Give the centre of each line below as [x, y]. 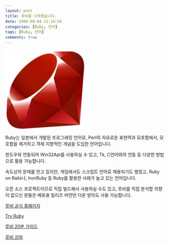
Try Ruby [15, 216]
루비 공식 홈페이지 [23, 206]
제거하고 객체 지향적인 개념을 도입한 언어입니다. [65, 144]
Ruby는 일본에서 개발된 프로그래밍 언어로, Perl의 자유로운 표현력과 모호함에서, [82, 137]
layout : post [19, 11]
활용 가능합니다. [30, 161]
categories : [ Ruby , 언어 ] [32, 27]
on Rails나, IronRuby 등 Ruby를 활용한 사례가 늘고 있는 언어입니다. [71, 178]
